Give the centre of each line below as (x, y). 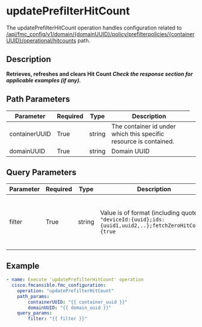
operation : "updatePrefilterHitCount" (66, 291)
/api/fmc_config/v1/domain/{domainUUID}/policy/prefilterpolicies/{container (100, 34)
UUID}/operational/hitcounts (41, 40)
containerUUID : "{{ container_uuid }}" (78, 302)
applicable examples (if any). (44, 80)
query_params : (35, 313)
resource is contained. (142, 141)
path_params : (33, 296)
